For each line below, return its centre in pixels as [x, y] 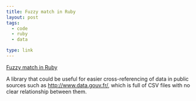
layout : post [22, 17]
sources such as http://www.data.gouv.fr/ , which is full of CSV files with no [98, 85]
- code [20, 28]
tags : [13, 23]
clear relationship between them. [46, 91]
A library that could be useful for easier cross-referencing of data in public [97, 79]
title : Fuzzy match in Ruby [41, 12]
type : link [20, 51]
